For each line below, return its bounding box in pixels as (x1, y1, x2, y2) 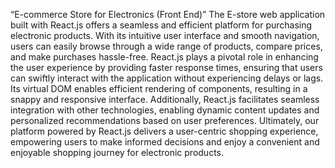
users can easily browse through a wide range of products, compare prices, (10, 40, 323, 52)
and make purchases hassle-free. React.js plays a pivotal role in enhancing (10, 51, 319, 63)
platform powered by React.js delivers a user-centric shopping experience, (10, 125, 319, 137)
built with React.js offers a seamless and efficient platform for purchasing (10, 19, 313, 31)
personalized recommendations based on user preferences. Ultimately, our (10, 115, 320, 126)
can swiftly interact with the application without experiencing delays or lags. (10, 72, 324, 84)
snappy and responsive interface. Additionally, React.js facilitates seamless (10, 94, 320, 105)
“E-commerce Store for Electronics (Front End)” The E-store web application (10, 9, 326, 20)
